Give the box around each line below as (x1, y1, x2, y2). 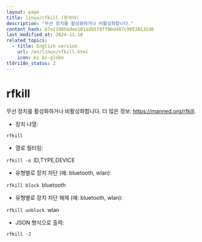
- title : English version (12, 43, 78, 50)
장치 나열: (15, 121, 38, 128)
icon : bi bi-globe (17, 55, 64, 61)
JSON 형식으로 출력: (15, 219, 65, 227)
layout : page (6, 9, 40, 15)
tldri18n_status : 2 (6, 60, 56, 66)
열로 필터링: (15, 145, 44, 152)
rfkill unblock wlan (6, 206, 60, 214)
